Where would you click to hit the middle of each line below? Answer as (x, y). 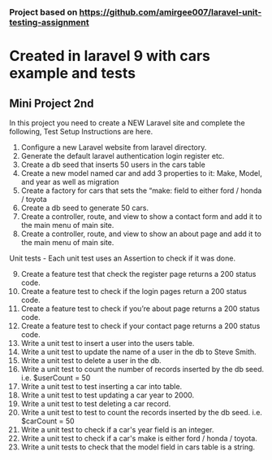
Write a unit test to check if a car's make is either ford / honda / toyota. (139, 438)
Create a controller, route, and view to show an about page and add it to (141, 234)
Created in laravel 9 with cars (110, 56)
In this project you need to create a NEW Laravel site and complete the (127, 123)
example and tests (73, 74)
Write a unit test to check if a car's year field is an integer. (117, 429)
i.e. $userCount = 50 (56, 378)
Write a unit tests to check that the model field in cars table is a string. (138, 447)
